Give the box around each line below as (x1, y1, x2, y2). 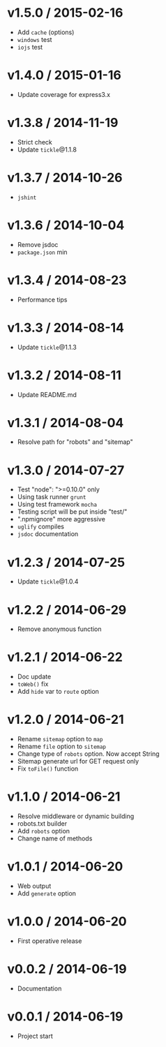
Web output (17, 882, 52, 890)
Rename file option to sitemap (17, 742, 107, 751)
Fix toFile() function (17, 764, 79, 773)
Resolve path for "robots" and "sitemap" (17, 438, 134, 446)
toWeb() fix (17, 680, 49, 688)
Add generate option (17, 889, 77, 898)
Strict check (17, 138, 52, 146)
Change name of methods (17, 834, 93, 842)
